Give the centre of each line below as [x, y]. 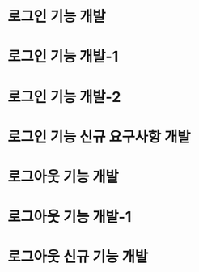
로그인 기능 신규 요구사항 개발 [99, 136]
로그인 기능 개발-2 [64, 97]
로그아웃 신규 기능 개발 [78, 257]
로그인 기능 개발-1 [63, 57]
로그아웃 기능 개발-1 [70, 217]
